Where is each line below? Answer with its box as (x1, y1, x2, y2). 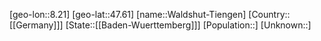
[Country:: (248, 9, 291, 20)
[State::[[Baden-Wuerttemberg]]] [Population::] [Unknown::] (65, 19, 312, 31)
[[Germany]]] (9, 19, 64, 31)
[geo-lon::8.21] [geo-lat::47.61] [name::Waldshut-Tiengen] (9, 9, 247, 20)
